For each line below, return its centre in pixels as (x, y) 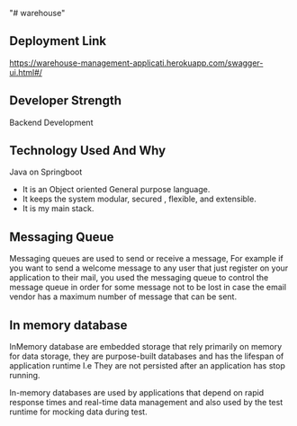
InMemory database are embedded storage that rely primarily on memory (146, 347)
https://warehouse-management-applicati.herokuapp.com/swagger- (136, 63)
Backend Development (51, 122)
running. (25, 376)
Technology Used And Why (88, 151)
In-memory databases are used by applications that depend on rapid (137, 393)
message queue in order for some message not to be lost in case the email (148, 288)
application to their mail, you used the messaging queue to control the (139, 278)
